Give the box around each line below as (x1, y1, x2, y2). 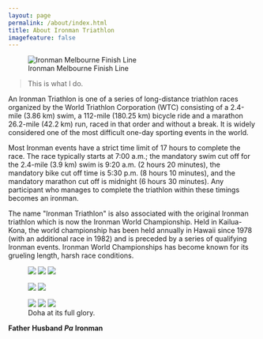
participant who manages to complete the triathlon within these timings (8, 185, 240, 194)
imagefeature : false (8, 33, 77, 42)
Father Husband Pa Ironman (8, 323, 103, 333)
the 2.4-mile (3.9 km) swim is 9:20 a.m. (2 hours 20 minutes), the (8, 160, 221, 170)
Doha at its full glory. (28, 308, 96, 318)
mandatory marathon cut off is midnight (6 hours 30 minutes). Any (8, 177, 224, 186)
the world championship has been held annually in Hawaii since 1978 (28, 226, 253, 235)
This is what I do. (27, 79, 84, 89)
